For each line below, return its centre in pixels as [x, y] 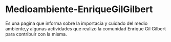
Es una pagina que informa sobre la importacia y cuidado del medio [77, 23]
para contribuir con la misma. [36, 34]
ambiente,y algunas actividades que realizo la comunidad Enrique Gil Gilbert [86, 28]
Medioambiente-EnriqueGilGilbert [79, 9]
